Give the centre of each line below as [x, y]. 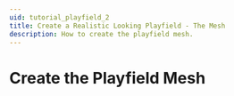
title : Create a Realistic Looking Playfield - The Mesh [117, 26]
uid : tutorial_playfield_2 [59, 17]
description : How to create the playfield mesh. [101, 34]
